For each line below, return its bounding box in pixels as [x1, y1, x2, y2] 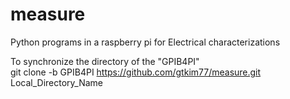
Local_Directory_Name [10, 76, 104, 88]
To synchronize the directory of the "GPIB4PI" [10, 55, 200, 67]
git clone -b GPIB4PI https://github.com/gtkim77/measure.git [10, 66, 262, 78]
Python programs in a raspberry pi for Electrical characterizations [10, 36, 281, 48]
